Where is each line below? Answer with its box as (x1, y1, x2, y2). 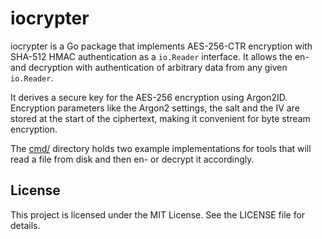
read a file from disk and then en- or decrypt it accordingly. (10, 153, 255, 165)
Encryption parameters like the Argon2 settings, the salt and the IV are (10, 102, 300, 114)
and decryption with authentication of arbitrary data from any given (10, 61, 288, 73)
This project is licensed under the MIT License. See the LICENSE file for (10, 208, 306, 221)
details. (10, 219, 41, 231)
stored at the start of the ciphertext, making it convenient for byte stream (10, 112, 311, 124)
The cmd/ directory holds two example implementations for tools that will (10, 142, 312, 154)
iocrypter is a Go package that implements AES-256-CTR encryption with (10, 40, 313, 52)
